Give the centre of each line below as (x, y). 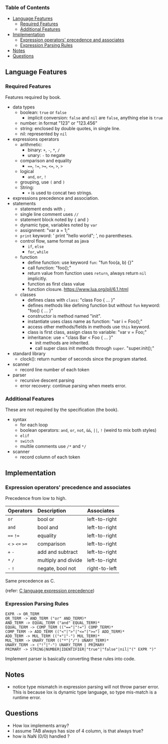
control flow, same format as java (54, 241)
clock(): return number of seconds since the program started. (84, 359)
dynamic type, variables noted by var (59, 225)
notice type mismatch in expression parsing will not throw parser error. (86, 687)
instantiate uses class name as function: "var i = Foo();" (85, 321)
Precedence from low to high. (36, 498)
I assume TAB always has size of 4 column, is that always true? (78, 731)
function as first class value (56, 283)
